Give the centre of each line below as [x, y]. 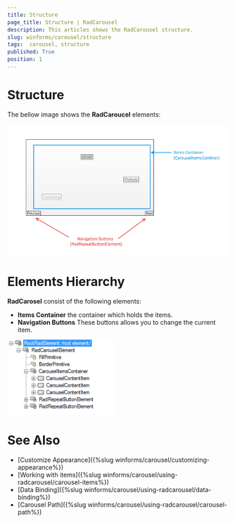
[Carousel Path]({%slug [52, 504]
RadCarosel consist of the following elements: [75, 301]
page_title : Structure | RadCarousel [63, 22]
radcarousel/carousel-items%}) [63, 482]
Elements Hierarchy [66, 282]
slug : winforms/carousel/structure [59, 37]
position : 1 [25, 60]
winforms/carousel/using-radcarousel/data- [148, 489]
